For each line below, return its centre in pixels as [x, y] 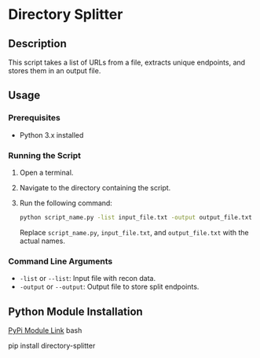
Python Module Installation [75, 311]
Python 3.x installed [51, 135]
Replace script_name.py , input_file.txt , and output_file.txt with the [134, 232]
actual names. [42, 241]
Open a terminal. [46, 172]
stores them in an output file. [55, 71]
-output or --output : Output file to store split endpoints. [109, 287]
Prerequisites [34, 118]
